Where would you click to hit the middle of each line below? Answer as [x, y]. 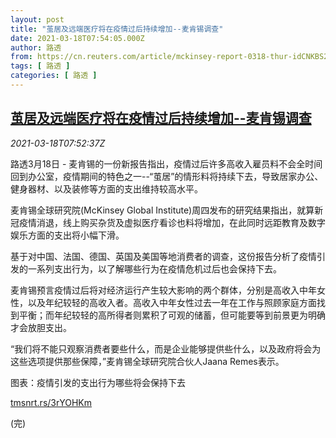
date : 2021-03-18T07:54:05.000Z [77, 38]
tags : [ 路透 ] [40, 66]
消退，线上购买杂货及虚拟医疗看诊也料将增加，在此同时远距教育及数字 [181, 222]
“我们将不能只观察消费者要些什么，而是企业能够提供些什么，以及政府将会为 [166, 348]
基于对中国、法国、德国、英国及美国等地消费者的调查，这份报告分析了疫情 [163, 256]
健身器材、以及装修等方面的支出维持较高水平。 [106, 188]
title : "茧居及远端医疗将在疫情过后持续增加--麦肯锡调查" [117, 29]
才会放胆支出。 [41, 327]
